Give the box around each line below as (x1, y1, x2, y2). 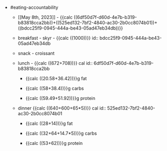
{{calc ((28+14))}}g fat (25, 120, 73, 127)
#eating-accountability (10, 5, 58, 10)
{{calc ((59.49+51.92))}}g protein (25, 95, 96, 101)
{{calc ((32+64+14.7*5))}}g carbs (25, 130, 97, 136)
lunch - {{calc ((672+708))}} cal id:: (17, 60, 93, 66)
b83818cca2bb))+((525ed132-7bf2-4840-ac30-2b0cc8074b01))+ (17, 20, 158, 26)
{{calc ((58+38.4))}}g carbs (25, 85, 84, 91)
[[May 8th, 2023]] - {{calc (17, 14, 73, 20)
